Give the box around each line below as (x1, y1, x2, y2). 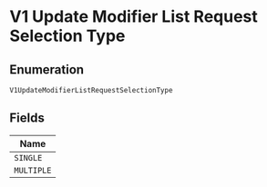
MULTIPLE (14, 165, 52, 175)
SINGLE (14, 153, 43, 162)
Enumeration (9, 62, 85, 77)
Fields (9, 111, 46, 126)
